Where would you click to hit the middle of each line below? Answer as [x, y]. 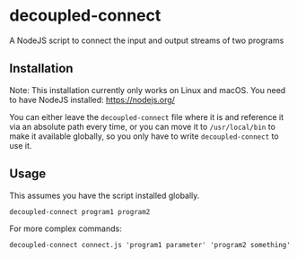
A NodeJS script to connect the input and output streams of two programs [147, 40]
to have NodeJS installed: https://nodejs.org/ [92, 99]
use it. [21, 145]
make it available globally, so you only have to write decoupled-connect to [144, 136]
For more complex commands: [66, 228]
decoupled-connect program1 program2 [80, 211]
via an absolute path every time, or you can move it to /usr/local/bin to [143, 126]
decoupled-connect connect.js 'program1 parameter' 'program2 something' [150, 245]
